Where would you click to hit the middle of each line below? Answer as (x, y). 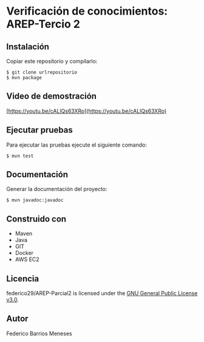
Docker (24, 253)
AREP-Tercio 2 (43, 24)
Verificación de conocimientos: (87, 11)
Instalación (28, 47)
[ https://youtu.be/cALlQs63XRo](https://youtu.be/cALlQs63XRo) (87, 111)
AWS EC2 (27, 259)
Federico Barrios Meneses (39, 333)
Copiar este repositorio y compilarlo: (52, 61)
